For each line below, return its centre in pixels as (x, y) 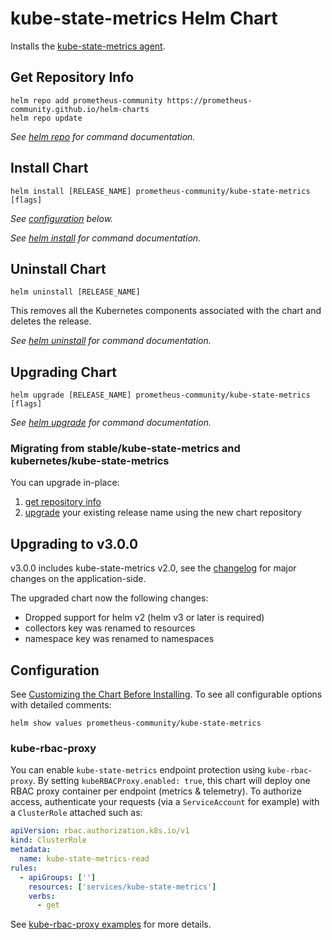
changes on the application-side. (78, 579)
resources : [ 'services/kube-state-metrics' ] (122, 887)
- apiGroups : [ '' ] (58, 877)
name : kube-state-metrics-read (84, 859)
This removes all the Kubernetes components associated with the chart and (166, 311)
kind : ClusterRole (48, 840)
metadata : (31, 850)
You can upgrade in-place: (65, 483)
